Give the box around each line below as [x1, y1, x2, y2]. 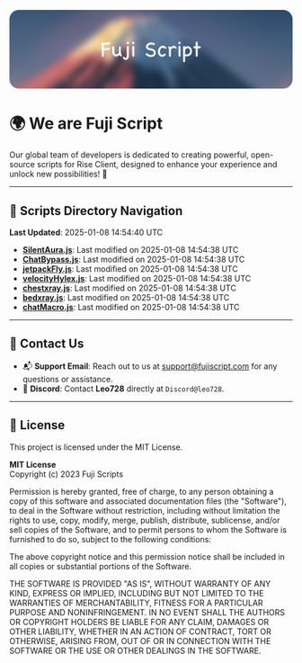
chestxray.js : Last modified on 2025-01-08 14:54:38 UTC [22, 282, 236, 293]
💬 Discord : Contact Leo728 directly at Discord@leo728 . [22, 383, 225, 394]
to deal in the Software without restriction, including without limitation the [9, 505, 280, 515]
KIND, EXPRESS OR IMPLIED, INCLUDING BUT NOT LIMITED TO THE [9, 587, 264, 598]
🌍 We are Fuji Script [9, 113, 164, 134]
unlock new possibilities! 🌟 [9, 168, 108, 180]
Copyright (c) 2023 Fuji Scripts [9, 469, 124, 479]
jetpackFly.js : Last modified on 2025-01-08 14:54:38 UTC [22, 264, 238, 274]
